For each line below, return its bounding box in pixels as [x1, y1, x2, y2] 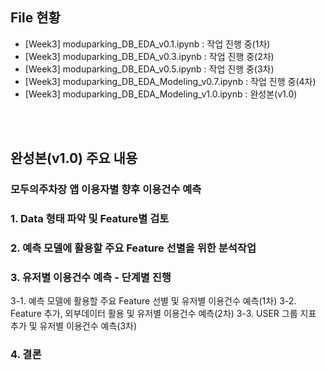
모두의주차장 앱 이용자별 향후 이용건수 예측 [10, 183, 202, 197]
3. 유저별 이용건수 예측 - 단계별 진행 [10, 270, 172, 284]
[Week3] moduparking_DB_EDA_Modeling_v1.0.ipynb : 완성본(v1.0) [24, 88, 298, 100]
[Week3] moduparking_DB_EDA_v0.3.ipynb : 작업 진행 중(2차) [24, 50, 275, 62]
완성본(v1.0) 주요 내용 [10, 150, 138, 167]
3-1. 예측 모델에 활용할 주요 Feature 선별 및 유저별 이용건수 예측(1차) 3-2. [10, 295, 297, 307]
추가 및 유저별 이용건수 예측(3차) [10, 320, 138, 332]
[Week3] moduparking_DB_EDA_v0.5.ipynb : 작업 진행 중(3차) [24, 63, 275, 75]
